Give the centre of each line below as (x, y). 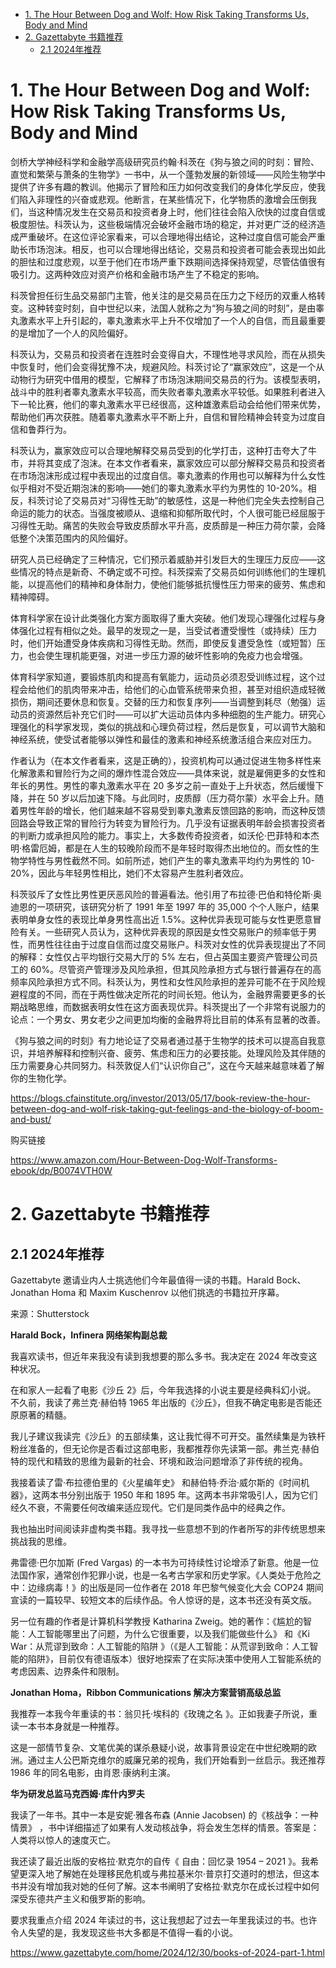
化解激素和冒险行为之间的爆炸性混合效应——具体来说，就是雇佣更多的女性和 (168, 773)
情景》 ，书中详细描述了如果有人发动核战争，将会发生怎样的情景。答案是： (165, 1827)
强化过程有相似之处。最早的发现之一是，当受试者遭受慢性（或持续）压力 (167, 630)
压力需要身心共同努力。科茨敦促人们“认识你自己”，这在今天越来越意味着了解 (167, 1065)
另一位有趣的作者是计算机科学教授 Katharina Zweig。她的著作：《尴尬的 (156, 1621)
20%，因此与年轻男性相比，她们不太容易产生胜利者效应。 (130, 873)
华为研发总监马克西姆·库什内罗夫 (77, 1793)
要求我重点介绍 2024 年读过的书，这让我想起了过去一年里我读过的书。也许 (164, 1920)
